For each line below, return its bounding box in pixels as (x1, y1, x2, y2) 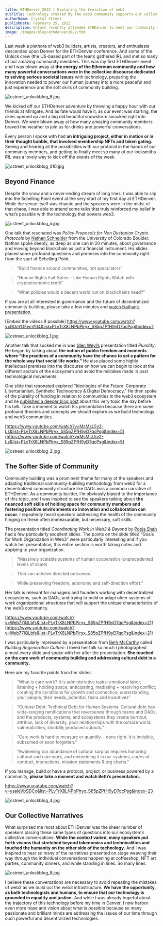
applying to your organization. (5, 547, 65, 552)
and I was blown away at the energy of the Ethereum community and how (5, 64, 155, 70)
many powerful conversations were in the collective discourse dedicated (5, 69, 155, 74)
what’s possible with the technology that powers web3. (5, 211, 115, 217)
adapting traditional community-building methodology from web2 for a (5, 480, 146, 486)
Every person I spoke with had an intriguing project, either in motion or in (5, 133, 154, 139)
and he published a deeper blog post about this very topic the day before (5, 398, 151, 404)
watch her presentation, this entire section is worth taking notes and (5, 541, 141, 547)
